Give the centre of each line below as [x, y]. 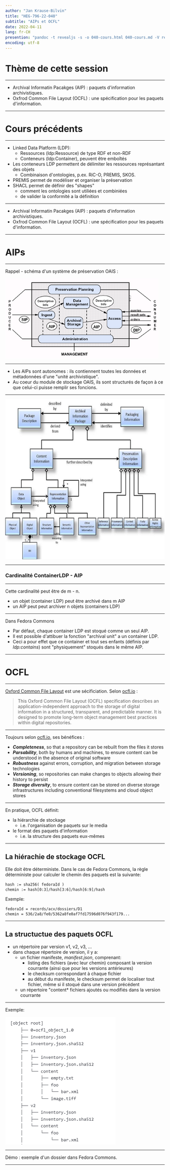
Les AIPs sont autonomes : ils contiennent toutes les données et [79, 371]
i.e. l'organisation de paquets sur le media [64, 825]
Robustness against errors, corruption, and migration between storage [87, 763]
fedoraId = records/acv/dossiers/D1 [44, 909]
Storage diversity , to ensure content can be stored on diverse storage [86, 785]
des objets [24, 169]
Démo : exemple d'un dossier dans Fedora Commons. [61, 1157]
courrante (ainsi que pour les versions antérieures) [80, 968]
